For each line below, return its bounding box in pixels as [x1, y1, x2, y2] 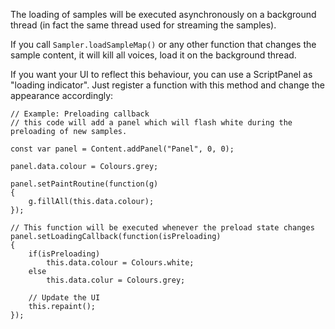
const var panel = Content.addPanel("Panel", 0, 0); [10, 144, 235, 154]
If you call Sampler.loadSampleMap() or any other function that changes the [10, 39, 317, 50]
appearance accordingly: [10, 90, 114, 101]
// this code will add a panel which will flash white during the [10, 118, 293, 128]
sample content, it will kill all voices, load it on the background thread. [10, 49, 297, 61]
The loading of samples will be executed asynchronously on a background [10, 9, 317, 20]
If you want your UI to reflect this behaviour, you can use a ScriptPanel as [10, 69, 313, 80]
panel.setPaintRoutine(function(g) [10, 179, 159, 189]
